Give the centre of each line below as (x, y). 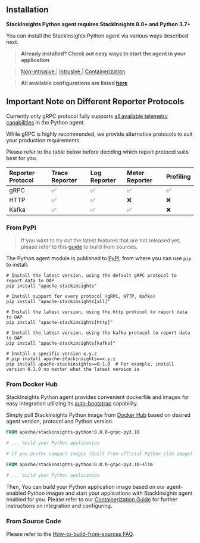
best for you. (22, 158)
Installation (27, 10)
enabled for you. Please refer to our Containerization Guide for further (92, 499)
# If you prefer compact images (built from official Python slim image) (100, 454)
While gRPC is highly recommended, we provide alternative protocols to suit (99, 134)
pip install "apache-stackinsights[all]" (58, 301)
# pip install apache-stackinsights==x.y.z (61, 359)
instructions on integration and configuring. (59, 505)
